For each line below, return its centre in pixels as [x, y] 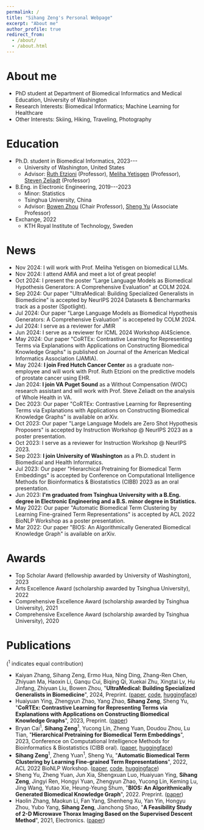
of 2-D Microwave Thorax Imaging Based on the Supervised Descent [104, 813]
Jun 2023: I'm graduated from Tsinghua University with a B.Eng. [98, 494]
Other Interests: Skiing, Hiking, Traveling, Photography [83, 119]
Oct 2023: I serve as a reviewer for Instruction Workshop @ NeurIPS [101, 443]
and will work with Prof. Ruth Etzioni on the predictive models [118, 371]
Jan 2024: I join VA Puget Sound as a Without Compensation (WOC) [101, 384]
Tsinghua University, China [58, 200]
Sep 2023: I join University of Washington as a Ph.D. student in [95, 455]
